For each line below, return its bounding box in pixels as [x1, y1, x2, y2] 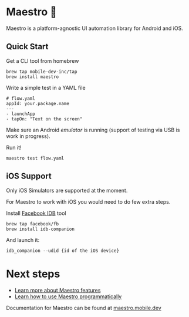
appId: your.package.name [6, 100, 69, 106]
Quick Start [6, 42, 49, 52]
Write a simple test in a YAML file [6, 84, 86, 91]
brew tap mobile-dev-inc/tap [6, 69, 77, 75]
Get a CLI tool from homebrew [6, 57, 79, 64]
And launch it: [6, 236, 40, 243]
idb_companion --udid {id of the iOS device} [6, 248, 119, 254]
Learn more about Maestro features [14, 286, 101, 294]
